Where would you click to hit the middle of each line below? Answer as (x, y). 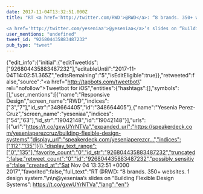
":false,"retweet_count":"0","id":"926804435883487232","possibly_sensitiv (100, 159)
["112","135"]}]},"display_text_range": (52, 146)
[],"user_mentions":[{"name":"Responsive (58, 95)
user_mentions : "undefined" (42, 34)
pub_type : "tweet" (29, 45)
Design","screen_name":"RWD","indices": (58, 101)
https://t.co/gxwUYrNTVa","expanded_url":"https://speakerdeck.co (109, 127)
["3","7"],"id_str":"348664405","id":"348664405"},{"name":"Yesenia (92, 107)
